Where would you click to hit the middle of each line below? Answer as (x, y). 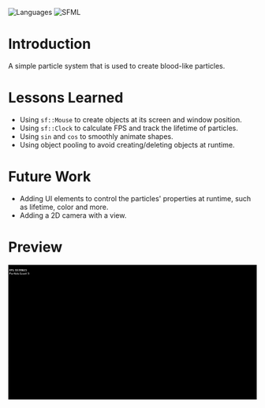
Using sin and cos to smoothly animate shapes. (96, 136)
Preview (35, 247)
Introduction (50, 44)
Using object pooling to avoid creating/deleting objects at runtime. (127, 144)
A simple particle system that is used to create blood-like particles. (117, 66)
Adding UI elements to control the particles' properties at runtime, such (135, 198)
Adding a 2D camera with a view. (73, 215)
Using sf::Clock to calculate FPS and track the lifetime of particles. (129, 128)
